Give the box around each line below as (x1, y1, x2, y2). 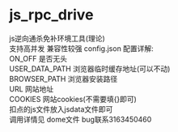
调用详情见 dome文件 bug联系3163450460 (9, 114, 152, 124)
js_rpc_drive (9, 6, 94, 24)
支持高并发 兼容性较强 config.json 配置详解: (9, 43, 155, 53)
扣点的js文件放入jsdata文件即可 (9, 104, 113, 114)
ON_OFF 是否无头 (9, 53, 68, 63)
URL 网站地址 (9, 83, 54, 94)
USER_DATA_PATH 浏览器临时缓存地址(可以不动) (9, 63, 171, 74)
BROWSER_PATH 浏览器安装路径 (9, 74, 118, 83)
